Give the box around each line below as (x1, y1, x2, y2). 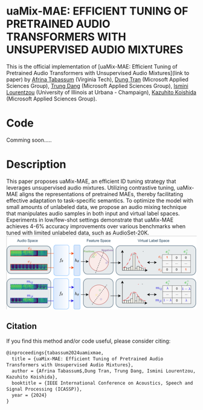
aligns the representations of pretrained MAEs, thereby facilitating (19, 190, 183, 197)
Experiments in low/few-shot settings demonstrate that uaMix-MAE (6, 216, 174, 223)
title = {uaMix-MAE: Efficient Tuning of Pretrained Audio (11, 355, 164, 362)
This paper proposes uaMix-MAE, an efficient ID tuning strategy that (6, 177, 176, 185)
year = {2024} (11, 392, 47, 398)
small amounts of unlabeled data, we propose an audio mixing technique (6, 203, 187, 210)
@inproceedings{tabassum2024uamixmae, (6, 349, 104, 355)
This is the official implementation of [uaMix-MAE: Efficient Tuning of (6, 62, 178, 70)
